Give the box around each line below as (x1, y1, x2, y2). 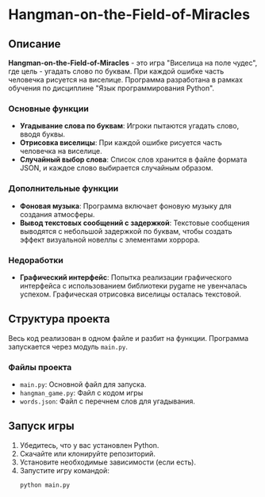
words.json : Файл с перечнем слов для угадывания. (19, 396, 196, 406)
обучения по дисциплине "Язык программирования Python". (8, 83, 215, 93)
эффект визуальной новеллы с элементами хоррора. (19, 235, 201, 244)
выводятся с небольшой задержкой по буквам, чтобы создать (19, 226, 232, 235)
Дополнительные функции (8, 183, 119, 194)
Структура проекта (8, 312, 110, 326)
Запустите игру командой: (19, 465, 109, 475)
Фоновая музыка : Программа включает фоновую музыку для (19, 201, 232, 211)
